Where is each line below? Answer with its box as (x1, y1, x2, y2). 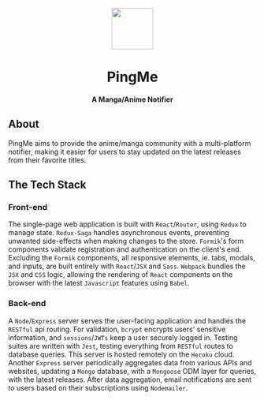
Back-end (8, 298, 46, 309)
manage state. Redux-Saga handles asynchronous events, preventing (8, 228, 230, 237)
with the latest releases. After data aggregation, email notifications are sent (8, 375, 252, 384)
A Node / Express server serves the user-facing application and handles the (8, 316, 247, 325)
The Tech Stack (8, 178, 87, 191)
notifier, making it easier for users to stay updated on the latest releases (8, 147, 242, 156)
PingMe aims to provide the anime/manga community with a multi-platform (8, 138, 251, 148)
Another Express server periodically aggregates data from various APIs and (8, 357, 252, 367)
